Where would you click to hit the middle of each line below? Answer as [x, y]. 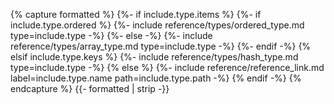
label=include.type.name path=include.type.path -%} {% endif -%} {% [156, 78]
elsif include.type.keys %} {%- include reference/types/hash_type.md [154, 57]
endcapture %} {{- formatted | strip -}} [90, 88]
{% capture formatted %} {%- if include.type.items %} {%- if [136, 14]
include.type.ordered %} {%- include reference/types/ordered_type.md [157, 25]
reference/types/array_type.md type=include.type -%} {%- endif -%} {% [161, 46]
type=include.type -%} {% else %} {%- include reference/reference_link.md [167, 67]
